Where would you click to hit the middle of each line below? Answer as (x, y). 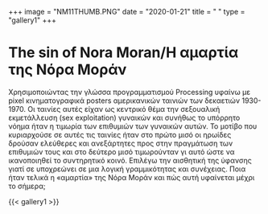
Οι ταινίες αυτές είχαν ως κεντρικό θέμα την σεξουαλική (124, 109)
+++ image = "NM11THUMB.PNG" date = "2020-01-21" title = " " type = (127, 12)
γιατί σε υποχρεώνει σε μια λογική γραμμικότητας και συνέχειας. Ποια (127, 169)
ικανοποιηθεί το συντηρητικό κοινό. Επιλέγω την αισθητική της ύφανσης (130, 160)
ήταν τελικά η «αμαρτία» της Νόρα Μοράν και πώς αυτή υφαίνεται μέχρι (132, 177)
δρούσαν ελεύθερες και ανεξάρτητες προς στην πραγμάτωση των (121, 143)
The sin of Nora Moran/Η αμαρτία (124, 53)
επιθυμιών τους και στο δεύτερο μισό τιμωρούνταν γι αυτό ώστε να (122, 151)
